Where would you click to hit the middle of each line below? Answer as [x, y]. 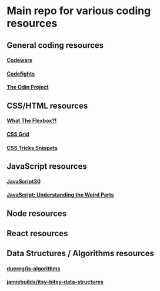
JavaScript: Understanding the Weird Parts [60, 195]
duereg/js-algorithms [34, 268]
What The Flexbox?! [32, 121]
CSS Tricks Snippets [32, 148]
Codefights [21, 73]
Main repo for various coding [79, 11]
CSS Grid [18, 134]
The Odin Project [28, 87]
